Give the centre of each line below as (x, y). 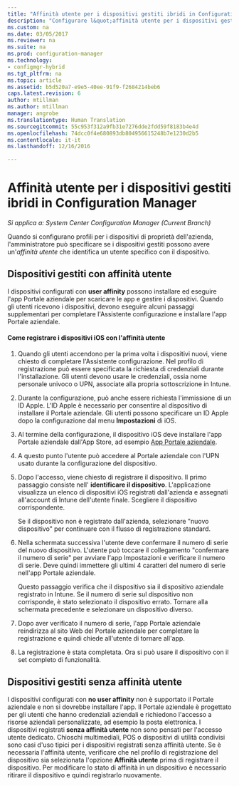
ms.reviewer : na (31, 41)
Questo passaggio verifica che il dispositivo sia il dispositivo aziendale (121, 587)
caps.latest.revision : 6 (44, 93)
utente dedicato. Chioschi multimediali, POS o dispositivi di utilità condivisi (116, 737)
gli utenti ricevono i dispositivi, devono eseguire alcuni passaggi (101, 306)
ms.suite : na (27, 47)
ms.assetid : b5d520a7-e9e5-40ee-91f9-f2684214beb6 (84, 87)
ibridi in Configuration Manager (102, 203)
